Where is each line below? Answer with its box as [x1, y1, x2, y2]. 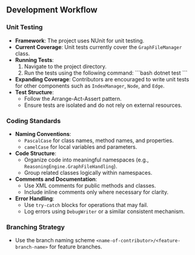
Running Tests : [15, 56, 55, 63]
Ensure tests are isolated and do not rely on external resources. [24, 101, 183, 109]
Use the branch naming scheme [15, 237, 95, 244]
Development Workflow [6, 5, 98, 15]
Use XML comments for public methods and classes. [24, 182, 156, 189]
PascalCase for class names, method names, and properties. [24, 137, 174, 144]
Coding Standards [6, 117, 61, 125]
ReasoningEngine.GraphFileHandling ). [24, 162, 117, 169]
